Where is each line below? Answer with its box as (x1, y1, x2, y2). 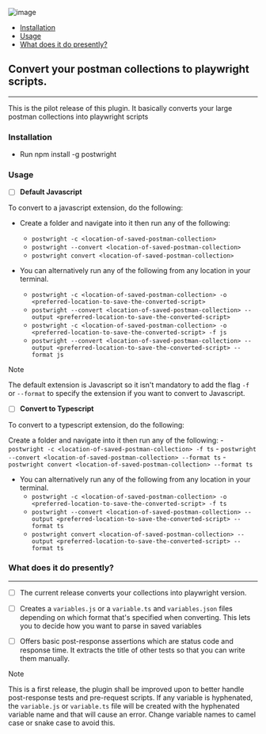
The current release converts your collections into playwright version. (19, 588, 247, 597)
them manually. (19, 654, 70, 664)
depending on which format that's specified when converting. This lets (19, 612, 251, 622)
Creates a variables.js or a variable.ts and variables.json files (19, 603, 234, 613)
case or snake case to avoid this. (8, 718, 116, 728)
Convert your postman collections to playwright (8, 63, 249, 76)
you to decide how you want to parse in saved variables (19, 621, 202, 630)
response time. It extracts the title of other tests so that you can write (19, 645, 245, 655)
